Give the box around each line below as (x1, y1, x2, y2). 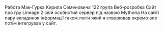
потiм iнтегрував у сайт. (5, 20, 57, 26)
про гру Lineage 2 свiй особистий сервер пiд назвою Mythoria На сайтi (5, 9, 159, 15)
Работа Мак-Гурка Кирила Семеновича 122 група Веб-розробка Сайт (5, 4, 156, 10)
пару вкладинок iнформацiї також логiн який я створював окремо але (5, 15, 157, 20)
